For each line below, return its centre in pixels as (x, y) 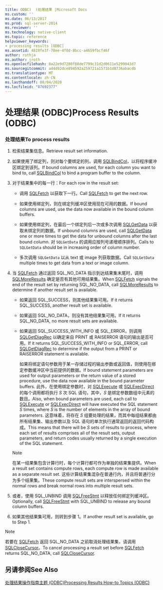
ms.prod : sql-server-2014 (31, 23)
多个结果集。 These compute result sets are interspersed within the (83, 480)
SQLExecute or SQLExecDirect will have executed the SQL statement (88, 404)
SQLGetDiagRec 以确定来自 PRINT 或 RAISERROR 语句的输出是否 (84, 337)
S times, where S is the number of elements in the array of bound (85, 409)
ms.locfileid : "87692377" (31, 87)
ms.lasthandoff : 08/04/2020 (34, 82)
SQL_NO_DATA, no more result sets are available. (69, 321)
